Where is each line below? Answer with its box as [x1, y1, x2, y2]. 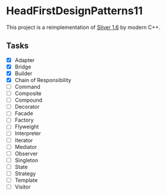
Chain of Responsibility [14, 76, 72, 83]
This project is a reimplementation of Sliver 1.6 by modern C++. [6, 24, 161, 31]
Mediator [14, 143, 37, 150]
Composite [14, 90, 42, 97]
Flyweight [14, 123, 39, 131]
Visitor [14, 183, 31, 190]
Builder [14, 70, 33, 77]
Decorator [14, 103, 40, 110]
